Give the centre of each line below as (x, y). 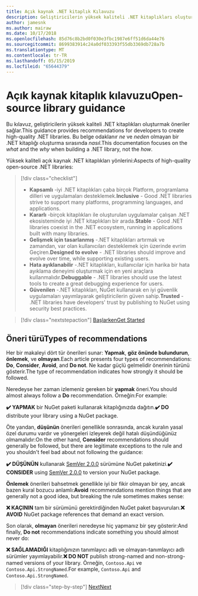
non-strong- (170, 557)
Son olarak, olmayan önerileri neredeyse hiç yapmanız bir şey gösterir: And (97, 526)
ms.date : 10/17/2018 (32, 34)
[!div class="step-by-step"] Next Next (66, 587)
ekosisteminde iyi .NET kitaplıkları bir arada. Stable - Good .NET (106, 221)
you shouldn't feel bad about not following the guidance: (75, 452)
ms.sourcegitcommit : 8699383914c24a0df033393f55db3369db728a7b (85, 45)
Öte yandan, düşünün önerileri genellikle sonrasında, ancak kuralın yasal (95, 427)
